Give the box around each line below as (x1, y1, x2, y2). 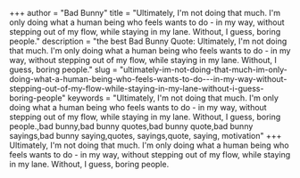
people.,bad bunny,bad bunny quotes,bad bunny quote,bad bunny (9, 121, 254, 132)
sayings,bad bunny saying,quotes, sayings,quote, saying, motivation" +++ (9, 131, 282, 141)
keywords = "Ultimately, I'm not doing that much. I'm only (67, 93, 279, 103)
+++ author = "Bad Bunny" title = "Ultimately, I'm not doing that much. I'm (9, 8, 281, 18)
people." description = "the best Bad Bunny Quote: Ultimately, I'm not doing (9, 36, 287, 46)
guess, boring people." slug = (9, 64, 118, 75)
